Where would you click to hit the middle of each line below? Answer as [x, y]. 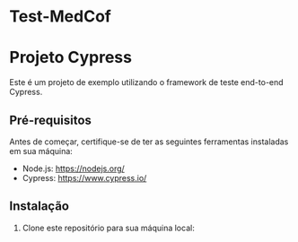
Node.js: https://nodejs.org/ [74, 169]
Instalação [39, 207]
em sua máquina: [41, 151]
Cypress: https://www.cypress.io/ [84, 177]
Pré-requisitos [51, 120]
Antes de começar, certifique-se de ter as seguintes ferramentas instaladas [149, 142]
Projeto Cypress [71, 58]
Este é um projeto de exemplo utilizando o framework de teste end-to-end [147, 82]
